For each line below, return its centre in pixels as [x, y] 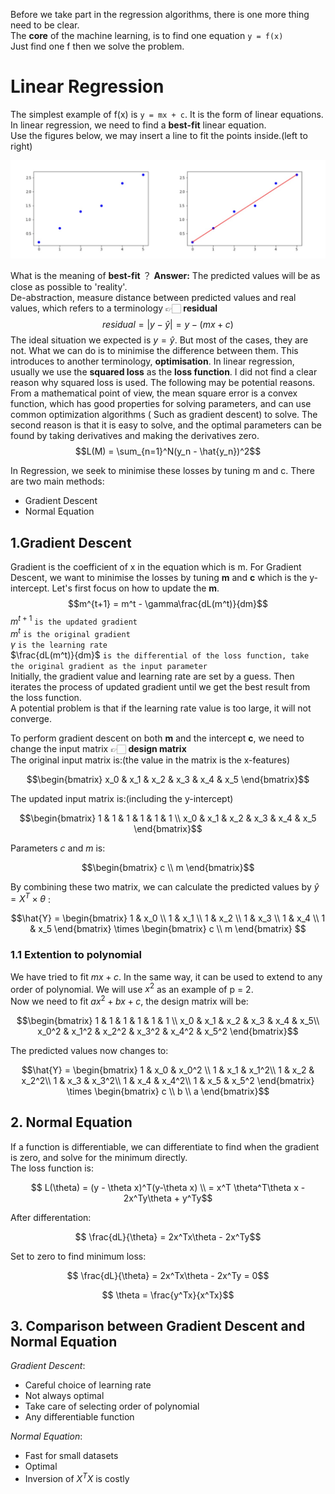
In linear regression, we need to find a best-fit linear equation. [138, 125]
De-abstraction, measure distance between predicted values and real [153, 298]
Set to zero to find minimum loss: [78, 1256]
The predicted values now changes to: [89, 1050]
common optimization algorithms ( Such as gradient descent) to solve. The [164, 415]
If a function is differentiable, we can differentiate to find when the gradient [165, 1146]
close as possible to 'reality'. [69, 287]
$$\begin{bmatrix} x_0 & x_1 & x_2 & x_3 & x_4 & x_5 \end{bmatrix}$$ [168, 779]
